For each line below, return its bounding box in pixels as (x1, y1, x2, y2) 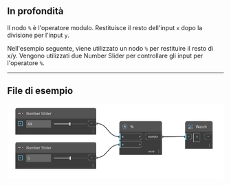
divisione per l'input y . (7, 31, 70, 39)
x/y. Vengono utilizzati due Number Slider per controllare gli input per (7, 51, 203, 60)
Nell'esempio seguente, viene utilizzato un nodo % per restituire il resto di (7, 44, 214, 52)
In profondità (7, 5, 64, 17)
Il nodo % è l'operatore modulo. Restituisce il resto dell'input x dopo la (7, 23, 203, 32)
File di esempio (7, 85, 74, 97)
